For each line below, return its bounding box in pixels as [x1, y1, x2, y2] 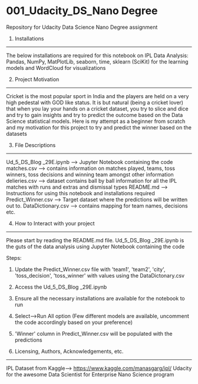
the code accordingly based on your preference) [14, 319, 133, 326]
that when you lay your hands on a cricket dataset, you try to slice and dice [6, 105, 189, 112]
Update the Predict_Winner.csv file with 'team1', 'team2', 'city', [14, 266, 166, 273]
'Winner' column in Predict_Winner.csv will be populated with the [14, 330, 173, 337]
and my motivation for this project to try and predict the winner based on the [6, 123, 192, 131]
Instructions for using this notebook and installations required [6, 189, 155, 196]
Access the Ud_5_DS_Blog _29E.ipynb [14, 283, 107, 290]
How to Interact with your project [14, 219, 95, 227]
